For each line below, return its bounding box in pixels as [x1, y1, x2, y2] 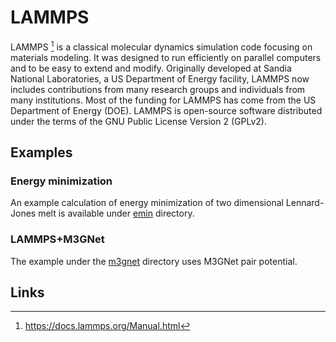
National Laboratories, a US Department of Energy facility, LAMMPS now [10, 72, 310, 85]
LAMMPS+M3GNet [10, 232, 105, 246]
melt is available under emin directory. [38, 207, 195, 220]
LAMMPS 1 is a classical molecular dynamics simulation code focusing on [10, 39, 313, 53]
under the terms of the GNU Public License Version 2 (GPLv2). [10, 115, 267, 127]
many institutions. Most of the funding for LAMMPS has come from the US [10, 94, 317, 106]
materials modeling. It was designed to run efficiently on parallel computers [10, 51, 322, 63]
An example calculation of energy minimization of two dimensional [10, 197, 284, 209]
